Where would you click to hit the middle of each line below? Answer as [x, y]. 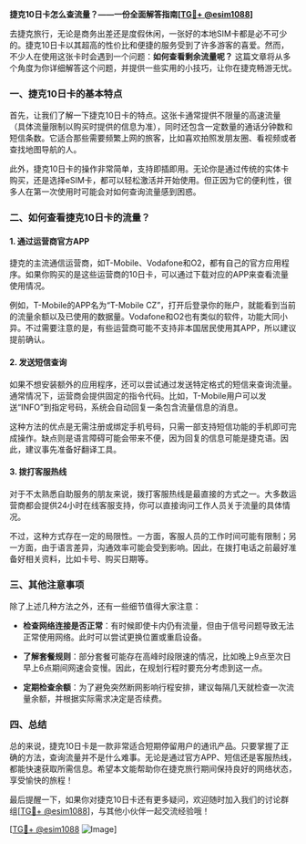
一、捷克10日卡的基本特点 [66, 93]
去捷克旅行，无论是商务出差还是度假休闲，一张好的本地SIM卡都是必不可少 [148, 34]
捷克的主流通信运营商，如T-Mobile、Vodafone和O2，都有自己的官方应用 [146, 263]
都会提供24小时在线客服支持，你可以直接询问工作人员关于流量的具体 [154, 505]
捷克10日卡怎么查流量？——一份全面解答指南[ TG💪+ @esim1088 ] [131, 14]
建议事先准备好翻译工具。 [73, 449]
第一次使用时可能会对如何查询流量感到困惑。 [117, 192]
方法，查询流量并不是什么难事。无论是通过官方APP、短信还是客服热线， [161, 757]
